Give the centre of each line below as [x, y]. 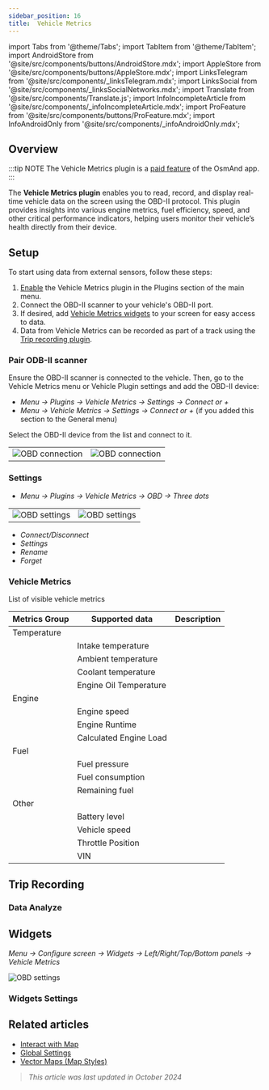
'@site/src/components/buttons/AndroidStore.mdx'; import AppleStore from [135, 63]
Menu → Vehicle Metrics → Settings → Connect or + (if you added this [137, 411]
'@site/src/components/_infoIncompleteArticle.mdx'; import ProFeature [127, 107]
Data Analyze [35, 908]
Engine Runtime [107, 725]
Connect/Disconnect [55, 534]
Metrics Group [41, 619]
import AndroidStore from [51, 55]
